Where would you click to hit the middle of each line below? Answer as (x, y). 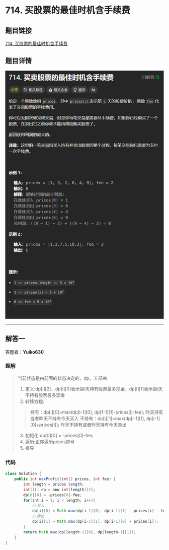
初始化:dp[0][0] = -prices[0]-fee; (59, 435)
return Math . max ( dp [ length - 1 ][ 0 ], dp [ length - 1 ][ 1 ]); (80, 532)
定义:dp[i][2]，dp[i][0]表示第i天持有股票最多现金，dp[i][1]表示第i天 (94, 389)
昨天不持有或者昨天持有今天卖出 (93, 425)
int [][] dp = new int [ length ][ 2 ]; (59, 490)
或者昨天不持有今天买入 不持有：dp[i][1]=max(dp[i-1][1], (88, 418)
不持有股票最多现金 (45, 395)
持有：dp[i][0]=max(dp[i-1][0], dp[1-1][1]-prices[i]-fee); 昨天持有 (97, 412)
